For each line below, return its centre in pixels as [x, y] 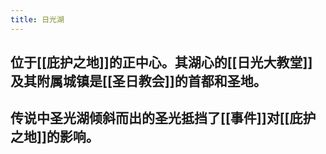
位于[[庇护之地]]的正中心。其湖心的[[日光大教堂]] [161, 62]
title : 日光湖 [37, 19]
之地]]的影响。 [55, 137]
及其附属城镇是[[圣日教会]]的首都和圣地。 [138, 81]
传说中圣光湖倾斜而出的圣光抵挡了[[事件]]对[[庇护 [163, 118]
